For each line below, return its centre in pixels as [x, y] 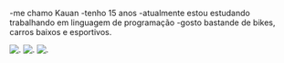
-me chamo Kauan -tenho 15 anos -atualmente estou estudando [130, 13]
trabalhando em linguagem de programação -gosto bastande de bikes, [142, 22]
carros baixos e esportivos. [61, 32]
